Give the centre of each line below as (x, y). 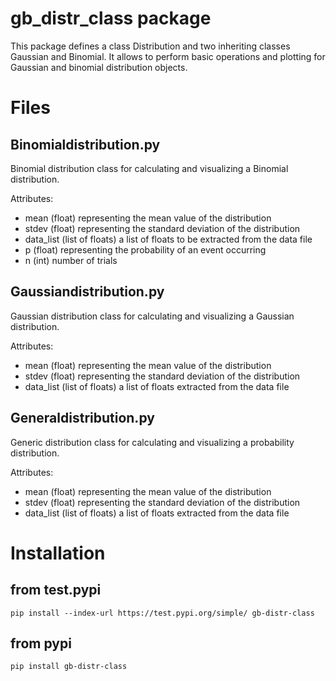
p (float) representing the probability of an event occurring (145, 249)
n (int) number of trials (71, 260)
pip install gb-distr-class (69, 667)
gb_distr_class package (111, 18)
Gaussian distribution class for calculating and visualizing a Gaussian (152, 316)
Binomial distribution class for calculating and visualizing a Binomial (149, 168)
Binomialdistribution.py (85, 144)
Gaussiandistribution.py (87, 292)
